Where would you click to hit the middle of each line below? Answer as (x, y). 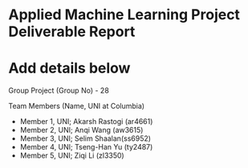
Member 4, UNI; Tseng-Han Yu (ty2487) (86, 147)
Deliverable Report (72, 32)
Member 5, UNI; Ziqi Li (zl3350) (72, 156)
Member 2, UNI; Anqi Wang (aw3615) (81, 130)
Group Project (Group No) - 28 (59, 90)
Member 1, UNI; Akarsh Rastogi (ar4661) (86, 122)
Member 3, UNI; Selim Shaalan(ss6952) (85, 138)
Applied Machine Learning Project (124, 15)
